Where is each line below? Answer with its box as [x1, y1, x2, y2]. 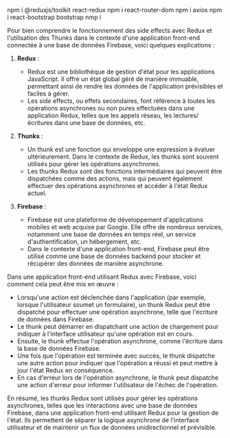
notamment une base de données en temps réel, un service [27, 230, 196, 238]
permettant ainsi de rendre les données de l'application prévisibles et [27, 82, 223, 90]
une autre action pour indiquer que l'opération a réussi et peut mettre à [16, 359, 218, 367]
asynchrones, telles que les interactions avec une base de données [7, 402, 198, 409]
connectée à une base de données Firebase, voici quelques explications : [7, 41, 215, 49]
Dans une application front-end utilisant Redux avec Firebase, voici [7, 273, 197, 281]
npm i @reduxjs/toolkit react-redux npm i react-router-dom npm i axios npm [7, 6, 222, 14]
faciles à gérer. [27, 89, 70, 97]
